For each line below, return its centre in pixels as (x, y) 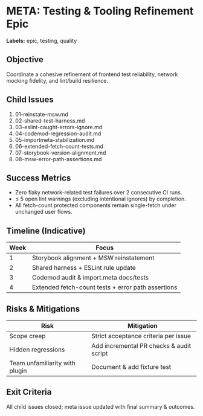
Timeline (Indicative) (46, 231)
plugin (18, 371)
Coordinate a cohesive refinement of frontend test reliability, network (92, 74)
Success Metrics (39, 178)
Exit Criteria (29, 392)
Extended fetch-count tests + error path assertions (105, 287)
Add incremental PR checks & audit (141, 346)
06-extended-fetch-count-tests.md (59, 146)
